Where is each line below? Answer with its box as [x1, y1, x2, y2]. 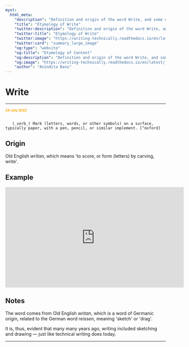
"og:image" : [14, 60, 40, 65]
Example [5, 173, 34, 182]
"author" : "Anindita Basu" [14, 64, 72, 69]
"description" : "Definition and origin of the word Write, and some [14, 17, 163, 22]
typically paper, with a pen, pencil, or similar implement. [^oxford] [5, 126, 160, 131]
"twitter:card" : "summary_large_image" [14, 41, 99, 46]
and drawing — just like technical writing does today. [5, 331, 116, 337]
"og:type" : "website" [14, 45, 60, 51]
